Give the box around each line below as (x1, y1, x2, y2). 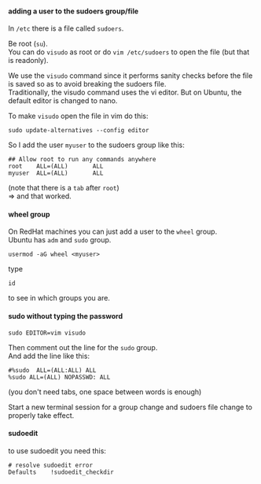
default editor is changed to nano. (8, 96, 118, 105)
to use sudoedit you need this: (8, 445, 106, 456)
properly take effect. (8, 410, 75, 420)
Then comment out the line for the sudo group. (8, 342, 158, 352)
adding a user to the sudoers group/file (8, 6, 139, 16)
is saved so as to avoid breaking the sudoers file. (8, 79, 167, 89)
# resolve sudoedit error (8, 461, 93, 469)
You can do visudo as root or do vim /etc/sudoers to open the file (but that (8, 47, 250, 57)
